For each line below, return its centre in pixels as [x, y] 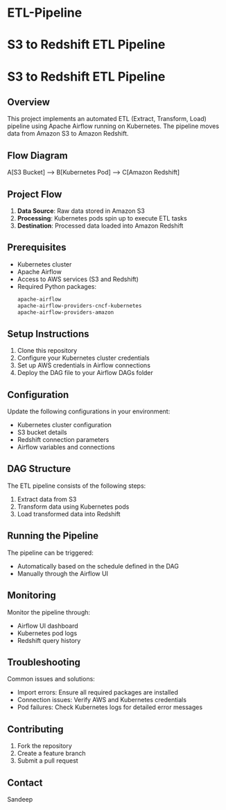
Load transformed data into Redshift [69, 514]
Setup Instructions [48, 334]
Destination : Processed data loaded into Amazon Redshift [100, 225]
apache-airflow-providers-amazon [66, 312]
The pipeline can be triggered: [50, 553]
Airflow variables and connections [66, 447]
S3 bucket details [42, 432]
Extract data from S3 [47, 499]
